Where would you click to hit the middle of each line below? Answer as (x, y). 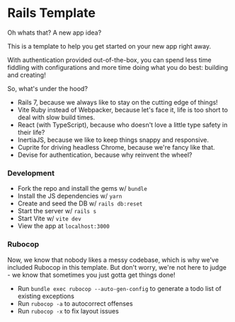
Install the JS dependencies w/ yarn (70, 196)
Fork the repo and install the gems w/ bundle (82, 189)
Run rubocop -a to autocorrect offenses (75, 303)
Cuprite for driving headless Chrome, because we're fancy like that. (116, 147)
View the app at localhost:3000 (63, 226)
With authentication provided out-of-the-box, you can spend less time (109, 60)
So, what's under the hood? (48, 88)
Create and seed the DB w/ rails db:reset (80, 203)
